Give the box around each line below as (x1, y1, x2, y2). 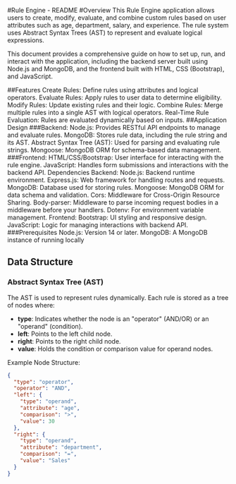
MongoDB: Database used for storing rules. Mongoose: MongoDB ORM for (7, 183, 224, 191)
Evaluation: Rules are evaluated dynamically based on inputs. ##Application (7, 116, 228, 124)
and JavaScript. (7, 72, 53, 80)
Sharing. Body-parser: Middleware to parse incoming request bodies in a (7, 198, 218, 207)
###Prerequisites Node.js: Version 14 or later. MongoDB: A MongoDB (7, 229, 208, 236)
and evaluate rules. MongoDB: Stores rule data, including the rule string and (7, 131, 228, 139)
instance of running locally (7, 236, 85, 244)
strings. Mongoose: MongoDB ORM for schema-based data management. (7, 146, 222, 154)
